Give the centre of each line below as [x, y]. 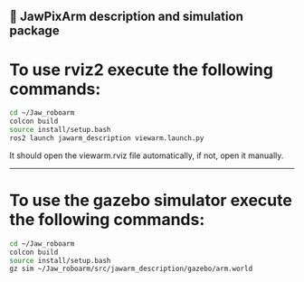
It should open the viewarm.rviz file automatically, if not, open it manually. [147, 155]
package [35, 31]
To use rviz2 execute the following [142, 70]
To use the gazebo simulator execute [151, 201]
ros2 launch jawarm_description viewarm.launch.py [107, 138]
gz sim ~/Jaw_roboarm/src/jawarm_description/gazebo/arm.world [131, 269]
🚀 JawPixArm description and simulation [127, 17]
